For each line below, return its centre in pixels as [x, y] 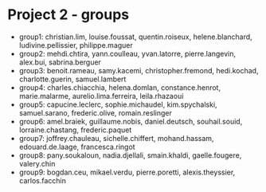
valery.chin [37, 163]
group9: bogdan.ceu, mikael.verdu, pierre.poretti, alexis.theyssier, [127, 172]
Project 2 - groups [68, 15]
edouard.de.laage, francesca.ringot [77, 147]
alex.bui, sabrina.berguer [60, 62]
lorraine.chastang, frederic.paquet [75, 130]
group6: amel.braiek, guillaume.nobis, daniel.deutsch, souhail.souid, [131, 121]
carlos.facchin [43, 180]
